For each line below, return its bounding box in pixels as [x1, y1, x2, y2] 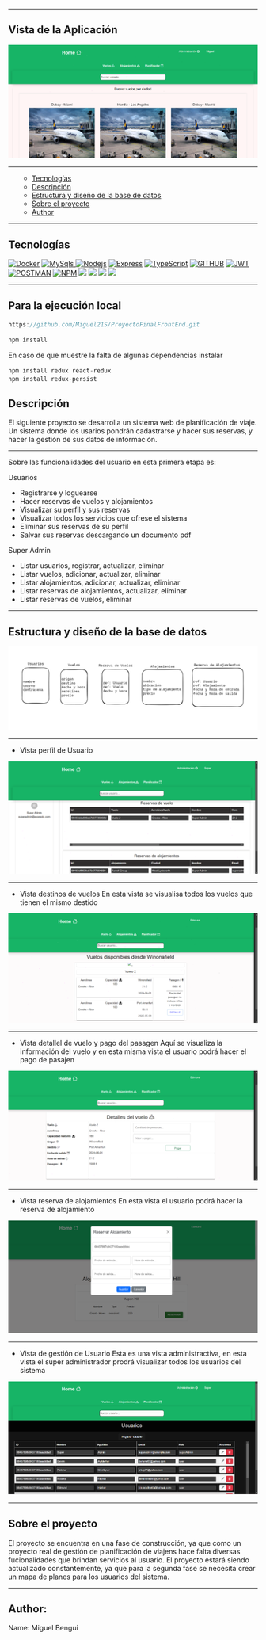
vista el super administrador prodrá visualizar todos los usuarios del [19, 1356, 241, 1367]
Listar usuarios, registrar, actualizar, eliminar [19, 561, 165, 570]
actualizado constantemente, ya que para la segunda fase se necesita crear [8, 1563, 256, 1573]
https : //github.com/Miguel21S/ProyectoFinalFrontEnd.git [8, 321, 200, 329]
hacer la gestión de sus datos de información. [8, 435, 158, 444]
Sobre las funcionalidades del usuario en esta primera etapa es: [8, 457, 216, 467]
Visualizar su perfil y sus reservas [19, 505, 131, 515]
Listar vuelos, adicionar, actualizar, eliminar [19, 570, 161, 579]
